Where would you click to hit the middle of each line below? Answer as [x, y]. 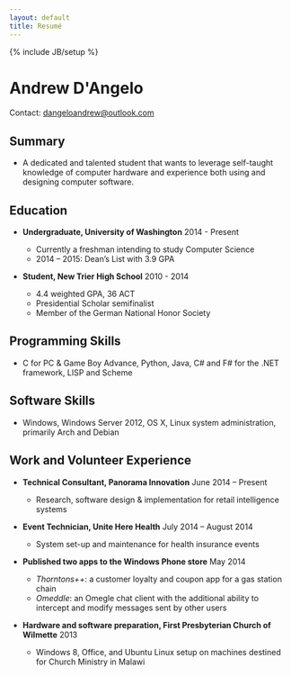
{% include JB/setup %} [54, 51]
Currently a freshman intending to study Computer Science [145, 249]
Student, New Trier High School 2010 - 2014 [106, 276]
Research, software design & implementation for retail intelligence [158, 500]
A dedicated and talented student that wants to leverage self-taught [148, 163]
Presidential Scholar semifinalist [95, 303]
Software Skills [53, 401]
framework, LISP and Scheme [77, 372]
